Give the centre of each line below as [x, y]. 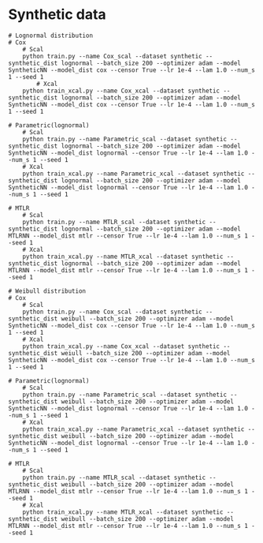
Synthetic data [57, 15]
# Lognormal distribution [50, 36]
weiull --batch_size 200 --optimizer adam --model [146, 353]
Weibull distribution [51, 291]
